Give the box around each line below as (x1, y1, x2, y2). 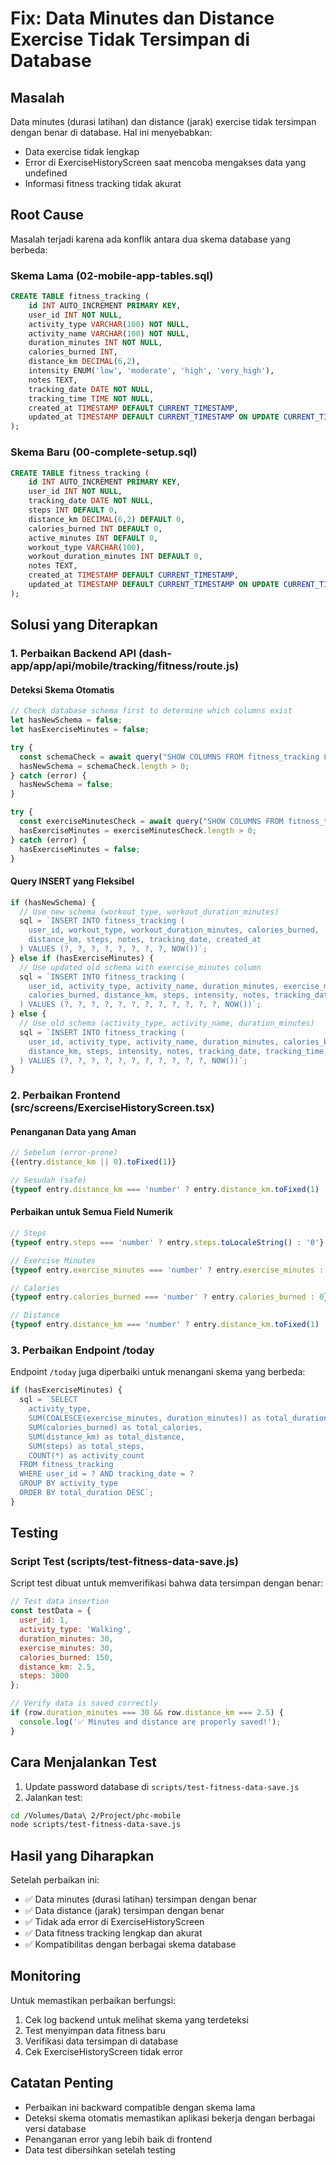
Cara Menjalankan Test (10, 1754, 157, 1771)
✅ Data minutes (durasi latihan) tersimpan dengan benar (24, 1893, 257, 1906)
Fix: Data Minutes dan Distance (10, 7, 275, 30)
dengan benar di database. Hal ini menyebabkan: (10, 127, 213, 138)
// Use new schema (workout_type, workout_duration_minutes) (19, 907, 280, 917)
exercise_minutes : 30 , (19, 1643, 114, 1653)
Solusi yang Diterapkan (10, 617, 158, 634)
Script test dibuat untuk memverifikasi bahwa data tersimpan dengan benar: (10, 1577, 323, 1589)
